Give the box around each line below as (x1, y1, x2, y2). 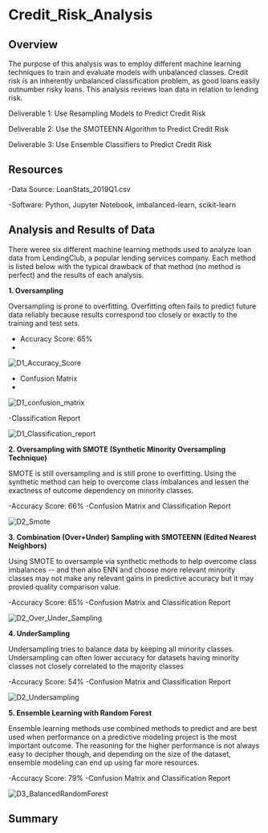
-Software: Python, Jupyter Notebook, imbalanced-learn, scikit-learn (8, 199, 237, 210)
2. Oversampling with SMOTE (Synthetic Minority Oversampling (8, 444, 226, 454)
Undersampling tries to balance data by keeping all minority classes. (8, 644, 234, 654)
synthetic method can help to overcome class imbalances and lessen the (8, 476, 250, 487)
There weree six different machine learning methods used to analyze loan (8, 244, 252, 254)
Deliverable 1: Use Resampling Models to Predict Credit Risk (8, 108, 206, 118)
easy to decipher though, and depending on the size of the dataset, (8, 749, 231, 758)
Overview (8, 38, 59, 51)
